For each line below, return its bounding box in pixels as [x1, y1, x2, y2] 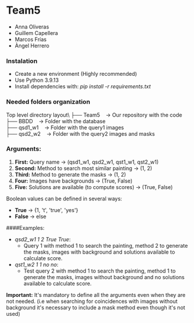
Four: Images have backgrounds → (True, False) [14, 177, 133, 184]
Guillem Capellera [14, 29, 58, 36]
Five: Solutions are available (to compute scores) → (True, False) [14, 183, 173, 190]
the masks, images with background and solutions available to [23, 248, 176, 255]
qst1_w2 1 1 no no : [14, 261, 59, 268]
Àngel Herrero [14, 42, 50, 49]
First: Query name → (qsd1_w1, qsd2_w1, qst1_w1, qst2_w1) [14, 158, 159, 165]
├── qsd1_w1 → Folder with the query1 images [6, 124, 124, 131]
